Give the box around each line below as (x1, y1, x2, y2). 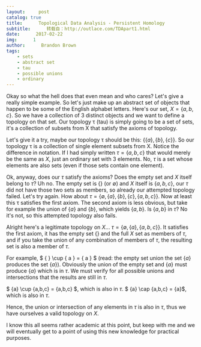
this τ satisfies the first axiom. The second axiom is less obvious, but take (6, 199, 188, 207)
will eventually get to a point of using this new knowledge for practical (6, 328, 179, 335)
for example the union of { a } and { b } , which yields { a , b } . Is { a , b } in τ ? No (6, 205, 188, 213)
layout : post (6, 8, 50, 15)
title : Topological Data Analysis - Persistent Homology (6, 20, 165, 26)
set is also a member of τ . (6, 243, 70, 250)
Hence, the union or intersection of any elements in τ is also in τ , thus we (6, 304, 186, 311)
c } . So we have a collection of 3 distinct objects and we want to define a (6, 112, 185, 119)
